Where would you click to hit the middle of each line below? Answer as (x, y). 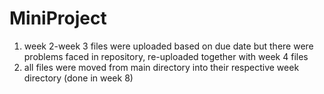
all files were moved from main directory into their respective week (161, 67)
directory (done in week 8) (78, 78)
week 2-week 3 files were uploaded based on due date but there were (168, 46)
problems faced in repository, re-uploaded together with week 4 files (166, 56)
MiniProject (58, 18)
